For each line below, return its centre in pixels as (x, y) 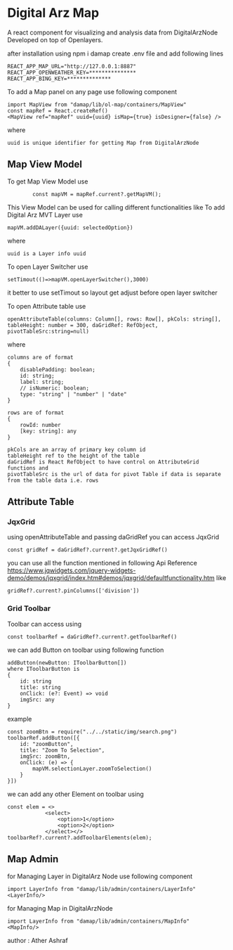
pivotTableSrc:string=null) (48, 331)
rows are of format (36, 413)
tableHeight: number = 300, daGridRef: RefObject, (83, 325)
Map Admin (33, 859)
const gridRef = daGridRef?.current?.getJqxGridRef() (88, 550)
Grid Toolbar (29, 608)
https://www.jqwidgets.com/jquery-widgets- (72, 570)
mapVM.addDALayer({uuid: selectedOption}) (70, 227)
